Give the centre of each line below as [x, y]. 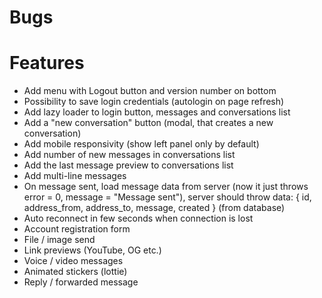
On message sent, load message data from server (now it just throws [166, 187]
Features [47, 63]
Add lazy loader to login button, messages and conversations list [157, 112]
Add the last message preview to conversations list [128, 165]
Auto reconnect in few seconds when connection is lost [138, 218]
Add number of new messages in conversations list [129, 155]
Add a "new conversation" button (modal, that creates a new [148, 123]
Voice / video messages [73, 261]
